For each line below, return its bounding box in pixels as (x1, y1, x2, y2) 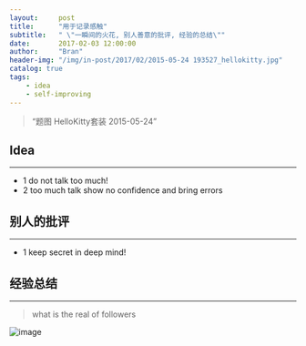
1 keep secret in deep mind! (22, 247, 127, 258)
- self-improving (25, 89, 92, 98)
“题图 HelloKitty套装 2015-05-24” (31, 116, 158, 127)
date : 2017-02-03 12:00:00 (9, 38, 137, 48)
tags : (9, 73, 30, 82)
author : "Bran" (9, 47, 84, 56)
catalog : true (9, 65, 64, 74)
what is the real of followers (31, 309, 137, 320)
